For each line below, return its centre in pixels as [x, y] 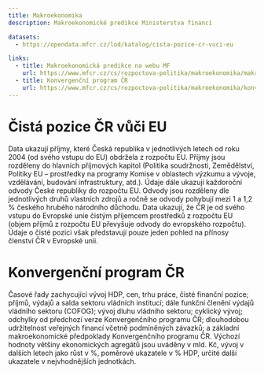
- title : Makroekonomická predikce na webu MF [93, 66]
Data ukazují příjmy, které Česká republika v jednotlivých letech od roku [124, 148]
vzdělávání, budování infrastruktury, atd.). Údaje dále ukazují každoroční [125, 182]
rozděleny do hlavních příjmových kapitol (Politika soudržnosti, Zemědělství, [131, 165]
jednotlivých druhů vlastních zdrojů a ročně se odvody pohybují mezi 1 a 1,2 [130, 198]
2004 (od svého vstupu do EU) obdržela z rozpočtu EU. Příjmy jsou [117, 157]
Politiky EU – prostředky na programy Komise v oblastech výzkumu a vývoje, [132, 173]
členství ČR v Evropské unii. [53, 240]
